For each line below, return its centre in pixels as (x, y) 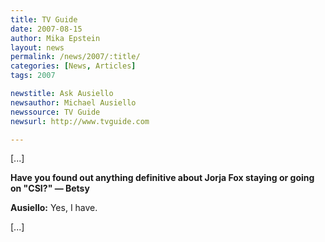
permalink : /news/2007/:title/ (75, 57)
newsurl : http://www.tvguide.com (80, 121)
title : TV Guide (44, 19)
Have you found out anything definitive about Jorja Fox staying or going (162, 178)
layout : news (37, 47)
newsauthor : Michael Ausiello (73, 102)
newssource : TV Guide (55, 112)
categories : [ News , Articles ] (73, 66)
